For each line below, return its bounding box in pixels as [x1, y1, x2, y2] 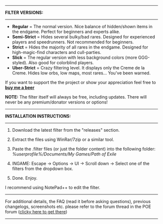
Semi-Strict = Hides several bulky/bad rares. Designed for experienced [12, 34, 155, 39]
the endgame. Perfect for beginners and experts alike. [12, 29, 120, 34]
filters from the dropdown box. [12, 166, 74, 172]
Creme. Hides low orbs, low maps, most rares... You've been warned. [12, 70, 151, 76]
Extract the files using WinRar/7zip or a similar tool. [12, 137, 114, 142]
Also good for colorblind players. [28, 60, 94, 66]
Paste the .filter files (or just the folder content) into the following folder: [12, 146, 156, 152]
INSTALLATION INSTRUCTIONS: [5, 113, 71, 119]
